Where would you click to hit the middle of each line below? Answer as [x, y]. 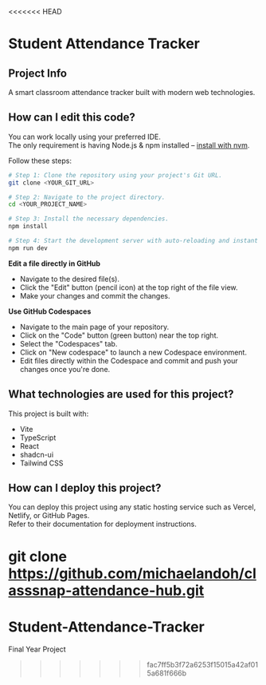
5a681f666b [167, 673]
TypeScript [38, 438]
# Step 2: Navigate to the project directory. [87, 197]
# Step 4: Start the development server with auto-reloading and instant [133, 241]
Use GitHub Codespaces [50, 311]
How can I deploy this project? [85, 488]
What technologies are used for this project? [121, 394]
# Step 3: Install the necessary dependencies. [89, 219]
